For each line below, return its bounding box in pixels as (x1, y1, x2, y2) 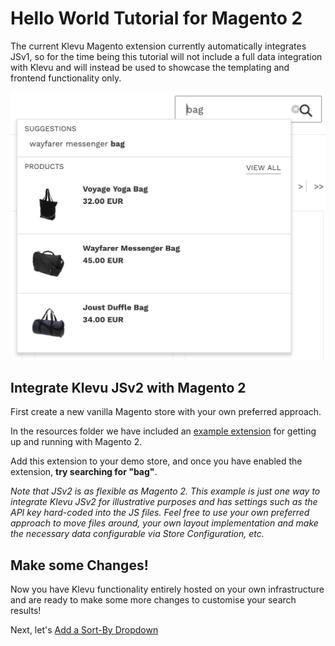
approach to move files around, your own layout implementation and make (10, 517, 319, 529)
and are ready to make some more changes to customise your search (10, 594, 297, 606)
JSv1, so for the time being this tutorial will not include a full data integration (10, 50, 323, 62)
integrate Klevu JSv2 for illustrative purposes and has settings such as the (10, 496, 318, 508)
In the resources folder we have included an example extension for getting (10, 425, 317, 437)
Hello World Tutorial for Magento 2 (10, 7, 303, 30)
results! (10, 605, 42, 617)
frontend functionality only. (10, 72, 122, 84)
